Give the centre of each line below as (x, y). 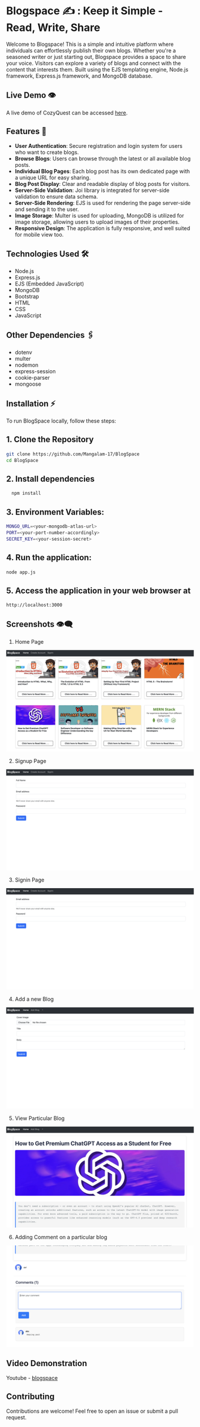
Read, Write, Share (53, 28)
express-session (35, 371)
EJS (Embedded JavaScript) (49, 284)
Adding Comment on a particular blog (61, 1237)
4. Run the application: (49, 558)
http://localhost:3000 (34, 605)
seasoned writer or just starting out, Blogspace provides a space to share (96, 57)
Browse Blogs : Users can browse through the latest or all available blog (103, 159)
